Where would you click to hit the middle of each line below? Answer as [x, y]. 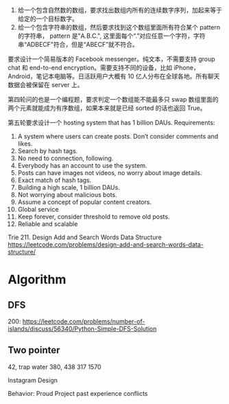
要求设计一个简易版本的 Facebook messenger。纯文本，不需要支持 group [111, 59]
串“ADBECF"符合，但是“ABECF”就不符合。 [78, 44]
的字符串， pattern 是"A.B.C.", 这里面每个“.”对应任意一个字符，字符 [111, 36]
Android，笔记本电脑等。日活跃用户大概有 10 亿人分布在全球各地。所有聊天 [114, 76]
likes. [25, 144]
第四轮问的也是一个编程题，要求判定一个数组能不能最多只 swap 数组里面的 [113, 99]
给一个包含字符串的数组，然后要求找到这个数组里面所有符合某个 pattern [119, 27]
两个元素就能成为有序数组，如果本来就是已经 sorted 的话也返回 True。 [107, 108]
